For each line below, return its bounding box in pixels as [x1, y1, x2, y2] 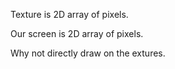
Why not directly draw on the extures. [10, 47, 166, 59]
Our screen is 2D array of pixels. [10, 28, 144, 39]
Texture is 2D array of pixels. [10, 9, 129, 20]
